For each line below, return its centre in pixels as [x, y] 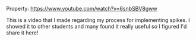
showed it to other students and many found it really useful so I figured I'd [97, 26]
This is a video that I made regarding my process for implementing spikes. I [98, 20]
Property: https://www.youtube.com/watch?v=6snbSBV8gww [82, 9]
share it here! [22, 33]
